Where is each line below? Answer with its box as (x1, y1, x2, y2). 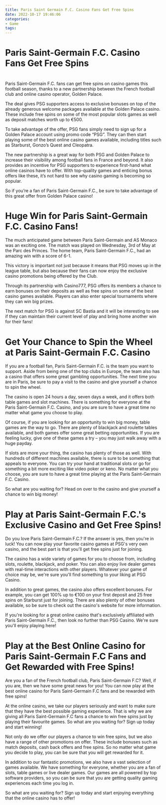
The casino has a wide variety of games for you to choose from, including (5, 556, 156, 562)
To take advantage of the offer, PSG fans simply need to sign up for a (5, 126, 146, 132)
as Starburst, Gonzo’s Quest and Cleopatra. (5, 142, 94, 148)
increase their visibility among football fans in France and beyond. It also (5, 157, 153, 163)
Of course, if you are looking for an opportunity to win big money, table (5, 419, 150, 425)
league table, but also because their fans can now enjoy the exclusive (5, 268, 148, 274)
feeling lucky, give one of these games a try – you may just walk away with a (5, 435, 161, 441)
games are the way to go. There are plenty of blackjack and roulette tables (5, 425, 158, 431)
